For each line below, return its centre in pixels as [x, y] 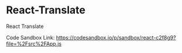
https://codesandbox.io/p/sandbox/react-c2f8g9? [116, 37]
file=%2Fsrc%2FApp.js [34, 44]
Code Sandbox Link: [30, 37]
